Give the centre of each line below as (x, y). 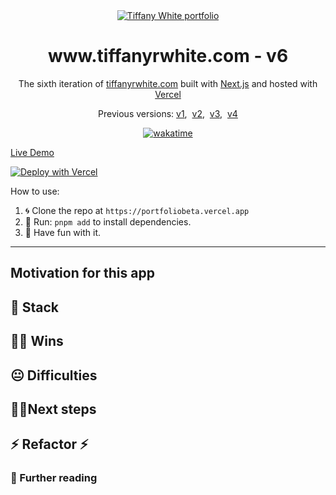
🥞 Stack (35, 307)
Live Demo (32, 152)
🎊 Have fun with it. (62, 232)
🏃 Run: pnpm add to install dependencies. (108, 221)
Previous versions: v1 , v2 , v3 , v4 (168, 113)
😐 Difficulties (54, 375)
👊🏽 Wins (37, 341)
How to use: (35, 191)
